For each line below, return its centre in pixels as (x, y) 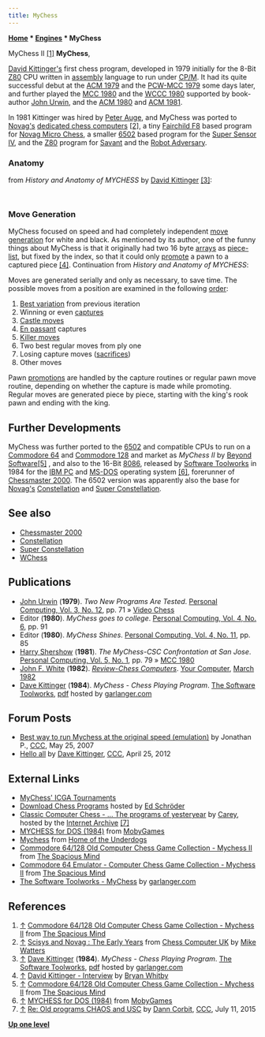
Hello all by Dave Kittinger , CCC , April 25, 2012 (95, 754)
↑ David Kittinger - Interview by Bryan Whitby (94, 975)
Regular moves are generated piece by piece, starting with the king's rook (128, 394)
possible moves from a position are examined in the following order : (118, 289)
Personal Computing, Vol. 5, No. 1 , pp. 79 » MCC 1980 (107, 660)
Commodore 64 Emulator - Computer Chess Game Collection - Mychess (138, 865)
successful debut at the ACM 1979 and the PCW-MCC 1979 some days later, (132, 85)
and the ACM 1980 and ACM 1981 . (127, 102)
